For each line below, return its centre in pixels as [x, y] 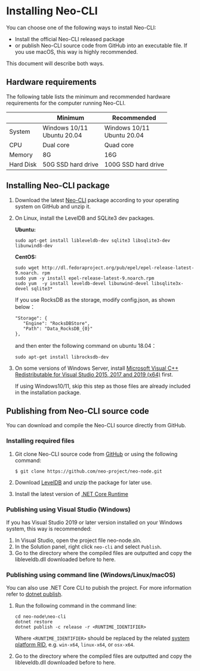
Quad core [119, 145]
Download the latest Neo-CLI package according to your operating [97, 200]
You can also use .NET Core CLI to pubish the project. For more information [99, 588]
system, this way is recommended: [49, 528]
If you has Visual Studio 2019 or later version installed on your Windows [94, 522]
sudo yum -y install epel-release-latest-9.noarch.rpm [84, 278]
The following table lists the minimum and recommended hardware [88, 96]
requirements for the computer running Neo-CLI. [66, 103]
